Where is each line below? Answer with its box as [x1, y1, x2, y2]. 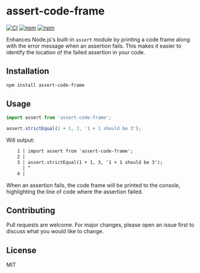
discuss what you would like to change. [6, 228, 104, 235]
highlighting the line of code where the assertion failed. [6, 188, 143, 195]
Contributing [6, 205, 55, 215]
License [6, 245, 37, 256]
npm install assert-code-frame [6, 82, 85, 88]
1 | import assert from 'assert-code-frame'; [17, 148, 134, 154]
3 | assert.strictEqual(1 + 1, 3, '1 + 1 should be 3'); [17, 159, 163, 165]
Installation [6, 66, 49, 77]
